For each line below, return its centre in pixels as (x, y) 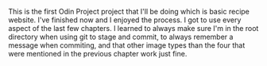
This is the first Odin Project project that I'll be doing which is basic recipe (129, 12)
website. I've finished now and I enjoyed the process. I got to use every (125, 20)
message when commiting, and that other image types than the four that (127, 45)
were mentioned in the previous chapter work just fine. (98, 54)
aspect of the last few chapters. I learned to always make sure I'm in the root (133, 28)
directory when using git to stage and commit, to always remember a (121, 37)
